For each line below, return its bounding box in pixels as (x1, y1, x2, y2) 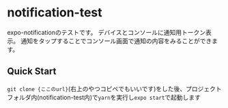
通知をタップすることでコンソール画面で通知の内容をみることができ (20, 36, 212, 45)
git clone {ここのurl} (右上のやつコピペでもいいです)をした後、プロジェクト (7, 84, 222, 93)
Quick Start (7, 66, 57, 77)
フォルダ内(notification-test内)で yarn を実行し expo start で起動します (7, 93, 201, 101)
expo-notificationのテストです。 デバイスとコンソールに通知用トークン (7, 28, 206, 36)
